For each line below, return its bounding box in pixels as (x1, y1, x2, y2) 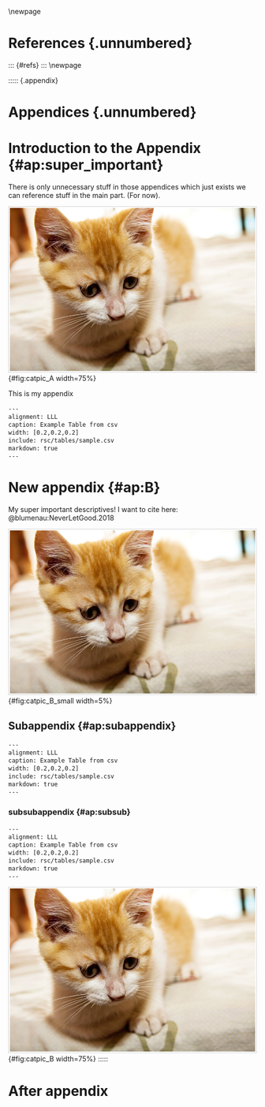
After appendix (8, 1082, 109, 1100)
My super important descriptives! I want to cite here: (8, 505, 179, 514)
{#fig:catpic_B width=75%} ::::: (8, 1054, 109, 1064)
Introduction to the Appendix (8, 140, 201, 157)
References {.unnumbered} (8, 35, 193, 52)
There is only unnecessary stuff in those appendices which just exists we (8, 182, 246, 192)
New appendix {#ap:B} (8, 479, 161, 496)
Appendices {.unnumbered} (8, 103, 197, 122)
